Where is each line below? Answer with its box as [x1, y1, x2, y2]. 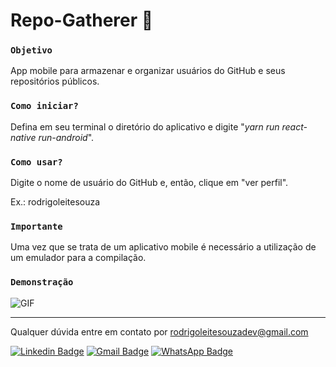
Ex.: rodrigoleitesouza [10, 196, 101, 208]
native [10, 131, 37, 143]
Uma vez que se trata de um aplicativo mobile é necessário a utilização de [10, 241, 317, 253]
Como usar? [10, 156, 63, 168]
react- [281, 120, 308, 133]
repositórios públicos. [10, 75, 100, 88]
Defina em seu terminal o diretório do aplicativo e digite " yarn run [10, 120, 280, 133]
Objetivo [10, 45, 53, 56]
